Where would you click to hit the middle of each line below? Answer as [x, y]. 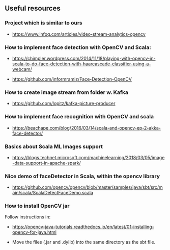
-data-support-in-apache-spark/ [46, 163]
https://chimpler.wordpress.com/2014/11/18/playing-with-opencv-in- [84, 58]
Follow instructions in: [28, 217]
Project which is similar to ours [44, 23]
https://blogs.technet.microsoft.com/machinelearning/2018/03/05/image [88, 157]
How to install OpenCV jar [37, 206]
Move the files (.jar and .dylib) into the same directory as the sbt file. [84, 242]
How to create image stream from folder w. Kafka [66, 92]
